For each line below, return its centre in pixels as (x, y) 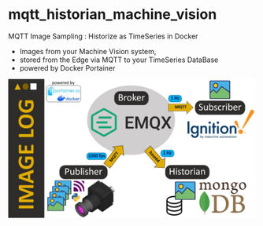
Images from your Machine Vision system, (88, 51)
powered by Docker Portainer (67, 67)
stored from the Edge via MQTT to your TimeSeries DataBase (119, 60)
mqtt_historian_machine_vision (113, 15)
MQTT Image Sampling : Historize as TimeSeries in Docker (103, 36)
